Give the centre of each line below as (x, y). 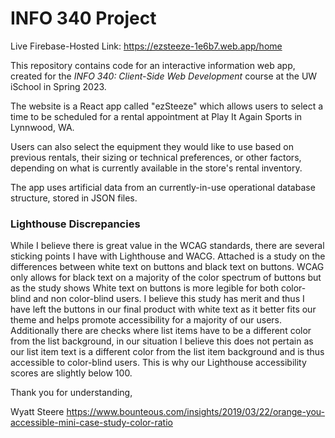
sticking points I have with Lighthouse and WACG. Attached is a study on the (168, 256)
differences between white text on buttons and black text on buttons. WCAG (167, 267)
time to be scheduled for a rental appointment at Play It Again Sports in (156, 116)
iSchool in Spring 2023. (58, 86)
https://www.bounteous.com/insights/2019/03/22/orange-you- (196, 412)
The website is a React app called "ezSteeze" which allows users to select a (167, 106)
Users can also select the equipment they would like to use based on (152, 146)
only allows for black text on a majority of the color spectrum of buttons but (166, 278)
